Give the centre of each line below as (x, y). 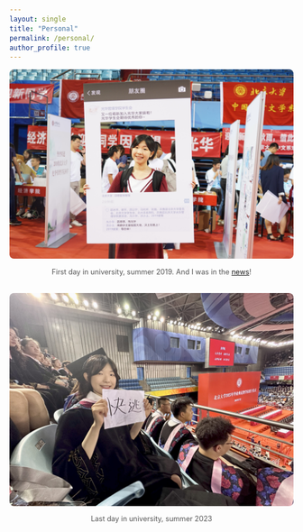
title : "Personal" (44, 28)
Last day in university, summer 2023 (151, 519)
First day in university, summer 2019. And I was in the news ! (151, 272)
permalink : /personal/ (52, 38)
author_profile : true (50, 48)
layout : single (38, 19)
